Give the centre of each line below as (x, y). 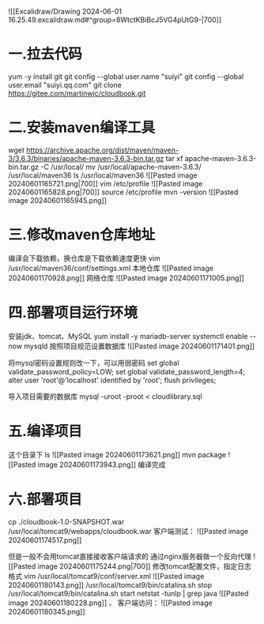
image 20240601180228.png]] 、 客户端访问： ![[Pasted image (110, 603)
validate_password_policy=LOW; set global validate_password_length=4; (127, 371)
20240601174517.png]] (45, 539)
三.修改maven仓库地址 (82, 235)
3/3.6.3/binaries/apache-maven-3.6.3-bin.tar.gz (86, 158)
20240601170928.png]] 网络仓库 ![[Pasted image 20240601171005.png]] (126, 278)
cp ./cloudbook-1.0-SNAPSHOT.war (66, 521)
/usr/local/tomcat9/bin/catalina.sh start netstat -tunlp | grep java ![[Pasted (128, 593)
